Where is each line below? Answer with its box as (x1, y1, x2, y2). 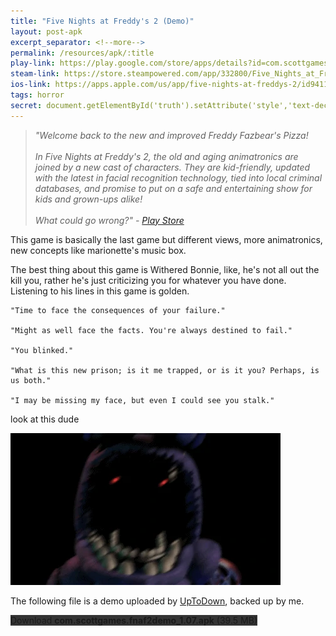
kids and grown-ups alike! (34, 193, 143, 205)
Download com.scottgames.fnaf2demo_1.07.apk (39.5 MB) (10, 614, 258, 626)
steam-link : (10, 69, 60, 79)
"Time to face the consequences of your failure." (10, 305, 226, 315)
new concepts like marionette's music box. (10, 244, 187, 256)
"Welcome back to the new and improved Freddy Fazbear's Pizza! (34, 129, 309, 141)
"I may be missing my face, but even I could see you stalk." (10, 395, 275, 405)
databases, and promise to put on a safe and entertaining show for (34, 182, 313, 194)
